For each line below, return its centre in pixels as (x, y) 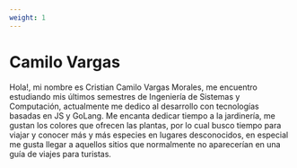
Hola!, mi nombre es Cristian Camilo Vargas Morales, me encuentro (133, 87)
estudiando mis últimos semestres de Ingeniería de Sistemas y (125, 96)
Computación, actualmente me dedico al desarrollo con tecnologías (134, 106)
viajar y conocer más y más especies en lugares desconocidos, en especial (149, 135)
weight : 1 (28, 18)
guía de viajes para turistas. (61, 154)
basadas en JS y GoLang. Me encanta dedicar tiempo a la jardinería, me (142, 115)
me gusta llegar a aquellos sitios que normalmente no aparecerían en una (145, 144)
